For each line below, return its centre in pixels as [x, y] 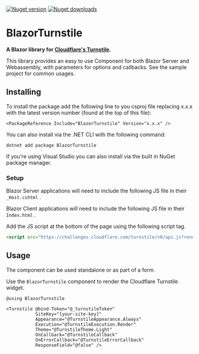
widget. [15, 288]
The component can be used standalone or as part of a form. [81, 270]
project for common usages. [41, 73]
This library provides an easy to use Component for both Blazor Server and [98, 61]
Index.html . [21, 215]
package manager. [29, 162]
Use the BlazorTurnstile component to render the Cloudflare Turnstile [92, 281]
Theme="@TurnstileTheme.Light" [74, 329]
